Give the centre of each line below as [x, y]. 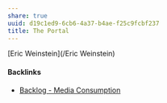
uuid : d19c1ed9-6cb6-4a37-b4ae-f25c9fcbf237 [83, 23]
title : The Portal [38, 31]
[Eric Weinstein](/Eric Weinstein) [61, 54]
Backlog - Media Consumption [70, 90]
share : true [27, 16]
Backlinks [25, 72]
